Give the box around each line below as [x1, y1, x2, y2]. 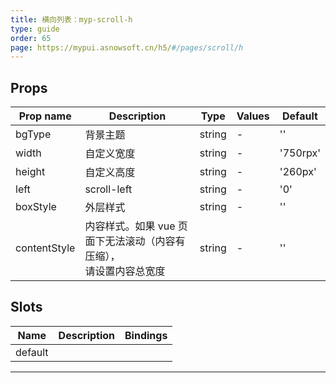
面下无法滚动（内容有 [84, 234, 186, 248]
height [15, 165, 46, 179]
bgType [15, 127, 52, 141]
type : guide [10, 24, 60, 34]
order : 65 [10, 33, 52, 43]
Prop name [18, 109, 72, 123]
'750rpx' [279, 146, 321, 160]
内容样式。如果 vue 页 [84, 219, 188, 233]
